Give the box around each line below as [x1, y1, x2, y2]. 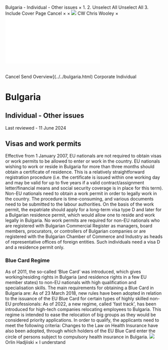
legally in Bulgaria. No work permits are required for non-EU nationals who [5, 217, 160, 223]
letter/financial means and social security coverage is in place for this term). [5, 185, 163, 191]
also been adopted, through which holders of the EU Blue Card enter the [5, 328, 155, 334]
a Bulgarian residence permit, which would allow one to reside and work [5, 212, 155, 218]
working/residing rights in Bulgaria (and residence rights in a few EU [5, 274, 147, 280]
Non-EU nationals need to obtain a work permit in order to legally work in [5, 190, 157, 197]
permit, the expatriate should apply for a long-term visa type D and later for [5, 207, 162, 213]
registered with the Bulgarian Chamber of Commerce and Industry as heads [5, 234, 163, 240]
